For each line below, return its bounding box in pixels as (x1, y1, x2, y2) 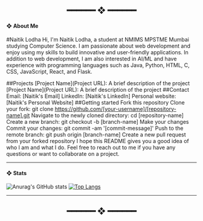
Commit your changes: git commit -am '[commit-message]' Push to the (6, 124, 184, 132)
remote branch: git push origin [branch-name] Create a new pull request (6, 130, 186, 138)
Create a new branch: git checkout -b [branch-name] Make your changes (6, 118, 189, 125)
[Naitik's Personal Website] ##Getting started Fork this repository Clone (6, 98, 185, 106)
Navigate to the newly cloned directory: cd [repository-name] (31, 112, 184, 119)
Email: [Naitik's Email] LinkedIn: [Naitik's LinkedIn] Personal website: (6, 92, 176, 100)
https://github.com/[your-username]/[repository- (54, 105, 176, 112)
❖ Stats (6, 170, 27, 177)
